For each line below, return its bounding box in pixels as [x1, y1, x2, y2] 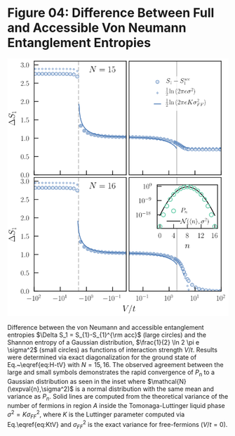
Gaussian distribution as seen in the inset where [7, 378, 146, 386]
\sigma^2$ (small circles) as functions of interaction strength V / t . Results [7, 346, 217, 354]
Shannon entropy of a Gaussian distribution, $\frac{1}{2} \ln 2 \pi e [7, 338, 200, 347]
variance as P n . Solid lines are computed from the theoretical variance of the [7, 392, 229, 402]
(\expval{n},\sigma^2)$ [7, 385, 74, 393]
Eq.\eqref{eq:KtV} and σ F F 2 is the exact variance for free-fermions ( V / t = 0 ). [7, 419, 228, 430]
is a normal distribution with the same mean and [74, 385, 214, 393]
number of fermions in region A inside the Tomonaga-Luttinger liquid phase [7, 401, 226, 409]
